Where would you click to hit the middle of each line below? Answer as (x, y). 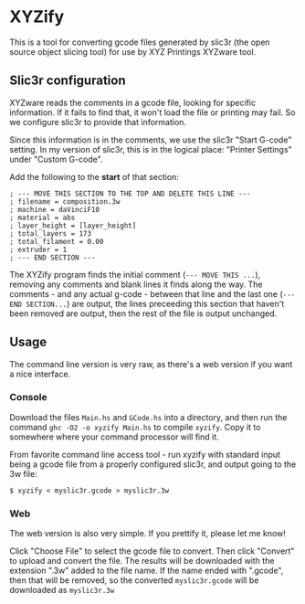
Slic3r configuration (68, 81)
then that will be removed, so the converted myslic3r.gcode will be (134, 580)
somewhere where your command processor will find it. (114, 437)
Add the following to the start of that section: (95, 176)
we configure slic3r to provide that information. (98, 122)
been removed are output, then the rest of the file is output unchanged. (143, 313)
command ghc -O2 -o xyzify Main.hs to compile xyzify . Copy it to (135, 427)
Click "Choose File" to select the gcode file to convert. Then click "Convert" (152, 551)
